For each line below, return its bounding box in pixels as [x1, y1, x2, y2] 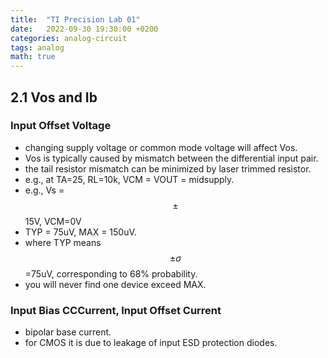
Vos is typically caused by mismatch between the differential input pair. [24, 152, 319, 164]
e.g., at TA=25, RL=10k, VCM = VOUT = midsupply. [24, 173, 235, 185]
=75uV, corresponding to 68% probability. [24, 267, 198, 280]
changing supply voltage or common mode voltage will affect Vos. [24, 141, 298, 153]
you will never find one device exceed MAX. [24, 278, 207, 290]
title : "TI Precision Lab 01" [10, 14, 141, 25]
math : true [10, 52, 56, 62]
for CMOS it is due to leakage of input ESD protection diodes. [24, 337, 278, 349]
